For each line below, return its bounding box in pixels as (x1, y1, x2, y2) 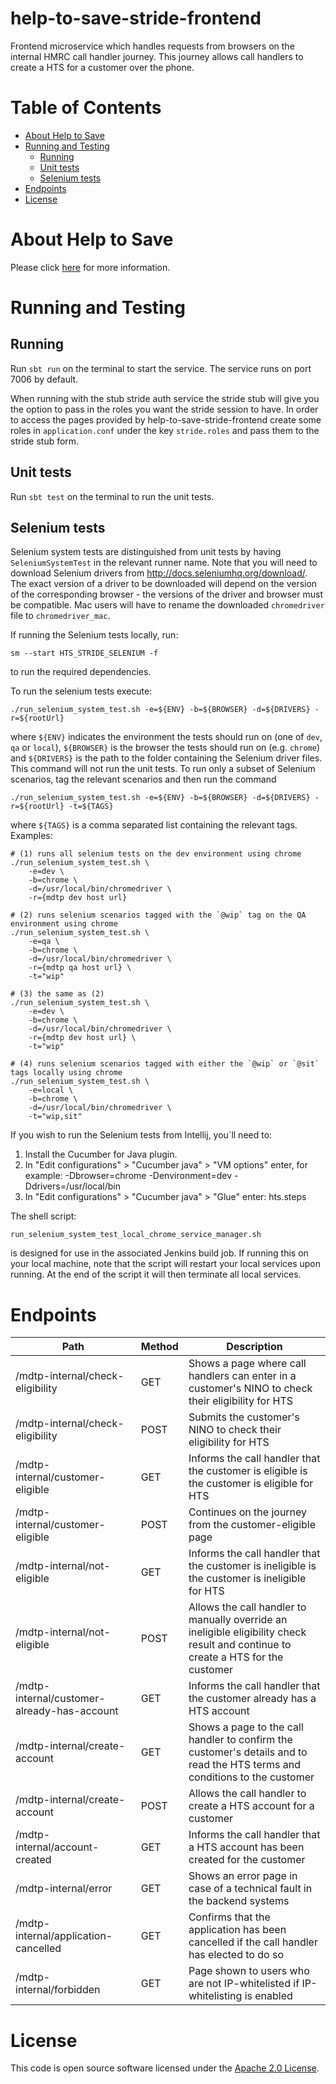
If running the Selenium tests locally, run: (10, 629, 179, 641)
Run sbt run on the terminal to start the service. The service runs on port (10, 362, 312, 374)
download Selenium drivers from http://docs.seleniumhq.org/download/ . (10, 567, 308, 579)
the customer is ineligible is (188, 1559, 317, 1573)
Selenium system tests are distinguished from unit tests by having (10, 546, 282, 558)
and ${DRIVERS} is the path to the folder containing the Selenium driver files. (10, 752, 323, 764)
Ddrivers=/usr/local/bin (24, 1180, 121, 1192)
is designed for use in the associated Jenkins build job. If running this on (10, 1247, 309, 1259)
